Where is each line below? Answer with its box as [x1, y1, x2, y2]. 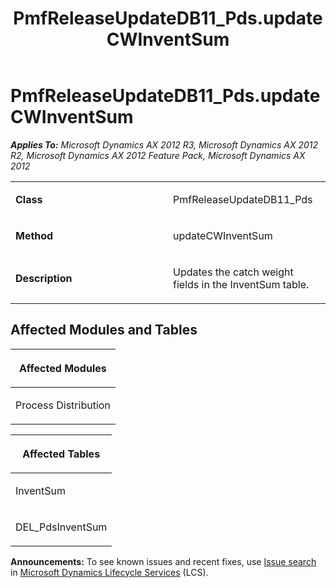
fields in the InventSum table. [173, 277, 310, 291]
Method [15, 228, 54, 242]
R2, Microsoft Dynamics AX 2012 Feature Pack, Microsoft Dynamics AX [10, 149, 306, 161]
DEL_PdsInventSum [15, 520, 108, 534]
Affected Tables [22, 447, 101, 461]
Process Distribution [15, 398, 111, 412]
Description [15, 271, 73, 285]
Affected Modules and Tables [10, 322, 198, 339]
